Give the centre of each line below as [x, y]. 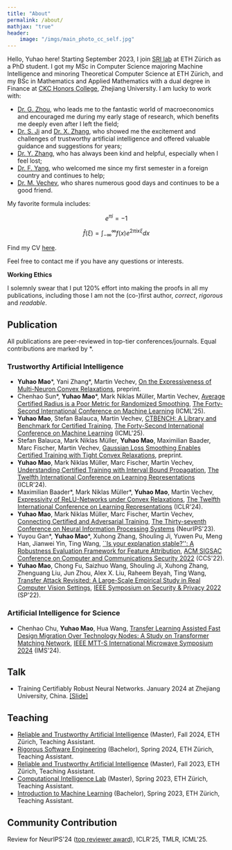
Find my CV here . [32, 248]
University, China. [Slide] [53, 696]
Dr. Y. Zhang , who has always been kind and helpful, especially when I [118, 154]
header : [18, 33]
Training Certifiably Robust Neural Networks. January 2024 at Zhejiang [118, 689]
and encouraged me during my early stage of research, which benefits [118, 117]
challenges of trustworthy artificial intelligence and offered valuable [114, 139]
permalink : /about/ [35, 20]
